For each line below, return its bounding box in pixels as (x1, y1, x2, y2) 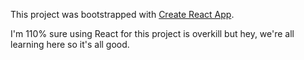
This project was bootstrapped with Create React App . (10, 9, 235, 20)
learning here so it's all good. (10, 39, 130, 50)
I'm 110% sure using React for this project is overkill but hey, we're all (10, 28, 295, 39)
